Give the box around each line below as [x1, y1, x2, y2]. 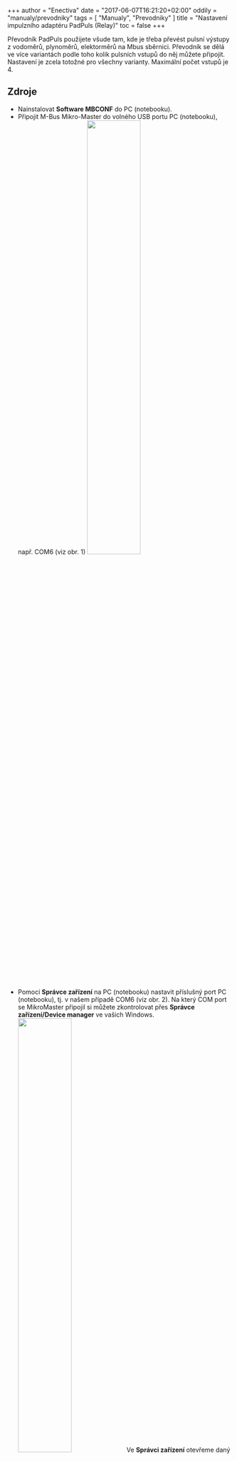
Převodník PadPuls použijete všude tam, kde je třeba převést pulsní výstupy [7, 35, 230, 43]
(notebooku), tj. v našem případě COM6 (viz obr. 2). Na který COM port [17, 995, 227, 1003]
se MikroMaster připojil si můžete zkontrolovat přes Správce [17, 1002, 195, 1011]
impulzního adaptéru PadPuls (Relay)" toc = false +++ [7, 21, 166, 29]
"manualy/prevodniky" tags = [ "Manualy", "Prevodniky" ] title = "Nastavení [7, 14, 228, 22]
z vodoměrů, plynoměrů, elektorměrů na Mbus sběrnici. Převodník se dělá [7, 43, 225, 51]
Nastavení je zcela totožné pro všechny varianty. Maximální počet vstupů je [7, 58, 229, 66]
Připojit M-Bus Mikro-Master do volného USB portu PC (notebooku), [17, 112, 218, 120]
